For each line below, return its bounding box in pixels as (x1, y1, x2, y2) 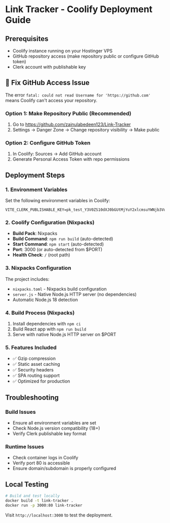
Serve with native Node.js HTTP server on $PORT (12, 331, 116, 337)
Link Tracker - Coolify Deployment (5, 4, 153, 15)
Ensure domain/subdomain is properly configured (12, 465, 116, 471)
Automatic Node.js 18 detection (12, 297, 78, 303)
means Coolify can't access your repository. (5, 97, 98, 103)
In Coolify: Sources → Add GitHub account (12, 151, 102, 157)
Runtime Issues (5, 443, 45, 450)
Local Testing (5, 480, 49, 489)
